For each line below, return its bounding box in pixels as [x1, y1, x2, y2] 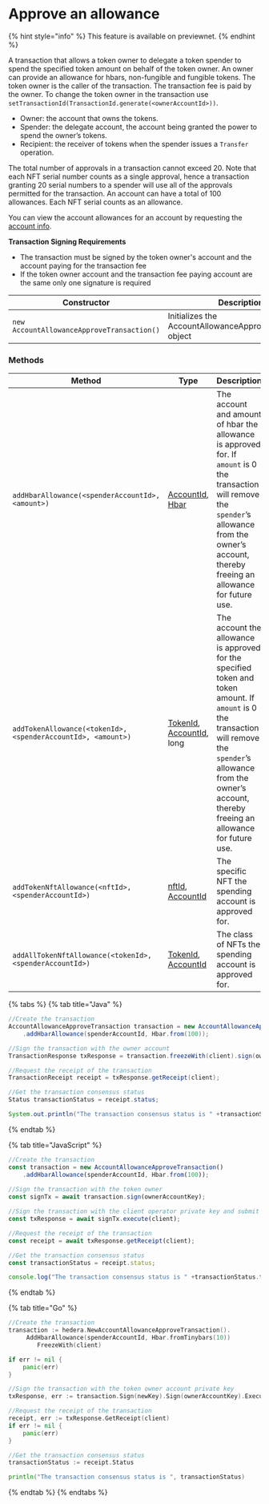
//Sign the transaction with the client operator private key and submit [8, 1207, 260, 1215]
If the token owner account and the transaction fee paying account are [19, 269, 254, 279]
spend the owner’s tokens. [19, 130, 108, 140]
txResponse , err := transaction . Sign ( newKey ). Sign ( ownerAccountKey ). [8, 1393, 246, 1401]
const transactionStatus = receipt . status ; [8, 1259, 156, 1267]
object [167, 330, 192, 342]
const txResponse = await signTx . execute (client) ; [8, 1215, 181, 1223]
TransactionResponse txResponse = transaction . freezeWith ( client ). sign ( [8, 1052, 256, 1060]
